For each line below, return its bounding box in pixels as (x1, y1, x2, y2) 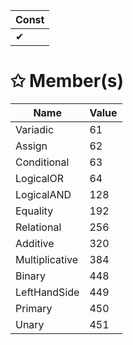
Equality (15, 204, 54, 218)
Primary (15, 301, 53, 315)
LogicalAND (15, 187, 72, 201)
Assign (15, 139, 48, 153)
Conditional (15, 155, 70, 169)
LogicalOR (15, 171, 65, 185)
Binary (15, 269, 47, 283)
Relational (15, 220, 62, 234)
